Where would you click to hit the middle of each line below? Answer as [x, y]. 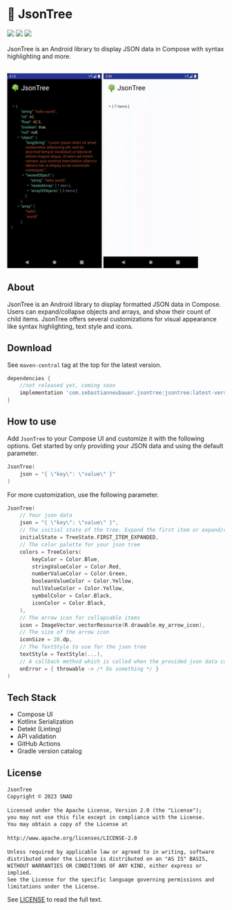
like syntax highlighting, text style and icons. [70, 326]
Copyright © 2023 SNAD [40, 797]
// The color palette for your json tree [80, 544]
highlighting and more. [39, 56]
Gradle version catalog [49, 751]
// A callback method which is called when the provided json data [118, 661]
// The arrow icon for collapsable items [80, 618]
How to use [32, 422]
